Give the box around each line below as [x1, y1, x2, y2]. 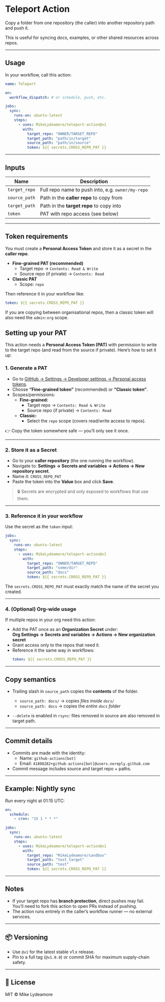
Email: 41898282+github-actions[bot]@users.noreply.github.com [19, 760, 150, 766]
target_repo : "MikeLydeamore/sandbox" [27, 853, 107, 858]
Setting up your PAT [5, 329, 67, 337]
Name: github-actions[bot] [19, 755, 76, 761]
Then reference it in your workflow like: [5, 291, 84, 297]
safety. [12, 959, 27, 965]
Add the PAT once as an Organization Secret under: [12, 627, 118, 632]
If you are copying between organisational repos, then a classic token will [5, 309, 154, 315]
